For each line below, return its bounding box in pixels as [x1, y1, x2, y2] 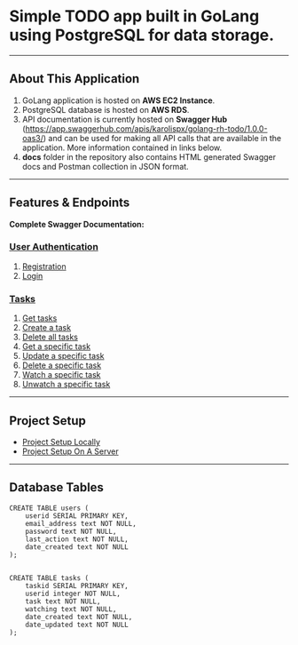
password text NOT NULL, [25, 527, 117, 536]
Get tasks [21, 313, 58, 323]
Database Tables [9, 480, 105, 495]
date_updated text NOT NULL [25, 620, 129, 629]
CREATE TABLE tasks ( [9, 573, 90, 583]
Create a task [21, 322, 72, 333]
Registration [21, 260, 67, 272]
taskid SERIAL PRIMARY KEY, [25, 581, 129, 590]
